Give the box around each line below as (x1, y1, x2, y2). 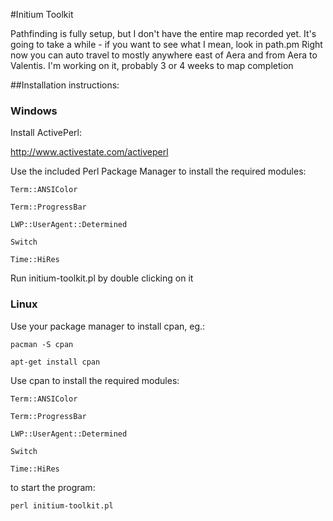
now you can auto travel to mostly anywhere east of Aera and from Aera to (10, 49, 318, 61)
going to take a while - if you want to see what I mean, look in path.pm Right (10, 39, 323, 50)
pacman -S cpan (10, 339, 74, 349)
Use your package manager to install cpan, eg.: (10, 320, 206, 332)
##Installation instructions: (10, 79, 120, 91)
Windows (10, 104, 58, 118)
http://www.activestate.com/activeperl (10, 146, 169, 158)
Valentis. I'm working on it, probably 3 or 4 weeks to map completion (10, 60, 294, 71)
